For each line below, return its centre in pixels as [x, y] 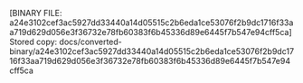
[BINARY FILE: [36, 13]
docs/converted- [90, 41]
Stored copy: [33, 41]
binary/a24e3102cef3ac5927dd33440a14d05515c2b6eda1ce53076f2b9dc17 [152, 51]
